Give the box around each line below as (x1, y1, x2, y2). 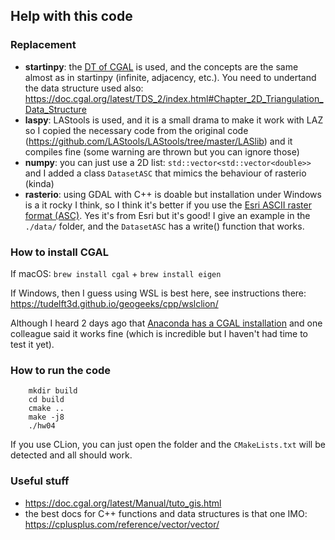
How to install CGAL (10, 245, 109, 259)
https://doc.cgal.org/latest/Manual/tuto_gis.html (24, 497, 222, 509)
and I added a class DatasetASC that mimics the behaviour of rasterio (24, 167, 307, 179)
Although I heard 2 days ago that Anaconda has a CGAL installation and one (10, 317, 323, 329)
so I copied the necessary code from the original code (24, 124, 249, 136)
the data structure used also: (24, 82, 144, 94)
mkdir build (28, 386, 78, 396)
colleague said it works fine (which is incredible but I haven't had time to (10, 327, 309, 339)
